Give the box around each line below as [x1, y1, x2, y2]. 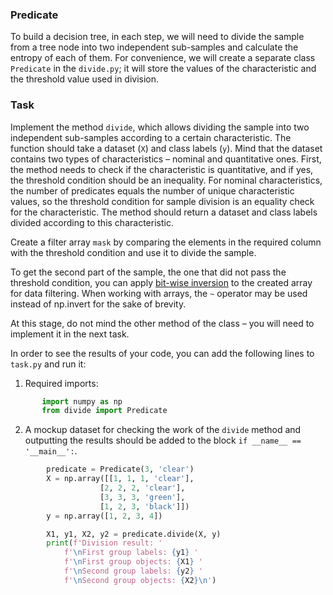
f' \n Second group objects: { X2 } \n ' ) [63, 575, 217, 585]
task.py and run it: [10, 358, 87, 370]
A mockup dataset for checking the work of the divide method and [24, 424, 302, 436]
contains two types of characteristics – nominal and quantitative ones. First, [10, 153, 322, 165]
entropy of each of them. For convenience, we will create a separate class [10, 52, 316, 64]
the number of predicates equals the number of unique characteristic [10, 184, 295, 197]
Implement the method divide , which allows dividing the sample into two [10, 121, 310, 133]
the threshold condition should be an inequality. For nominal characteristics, [10, 174, 323, 186]
